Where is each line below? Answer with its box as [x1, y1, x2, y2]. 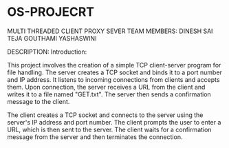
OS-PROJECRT [7, 4, 95, 20]
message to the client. [7, 97, 70, 105]
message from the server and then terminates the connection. [7, 132, 183, 141]
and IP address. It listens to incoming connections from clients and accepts [7, 75, 220, 83]
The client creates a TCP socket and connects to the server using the [7, 111, 204, 119]
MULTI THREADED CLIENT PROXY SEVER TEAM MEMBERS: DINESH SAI [7, 27, 213, 35]
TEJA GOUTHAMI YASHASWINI [7, 34, 97, 42]
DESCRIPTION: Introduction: [7, 47, 87, 56]
